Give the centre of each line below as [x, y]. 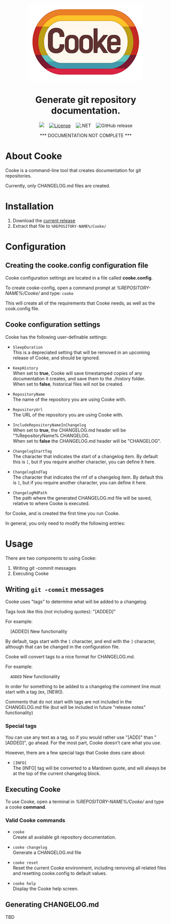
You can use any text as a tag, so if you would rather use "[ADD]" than [79, 737]
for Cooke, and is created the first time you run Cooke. [63, 513]
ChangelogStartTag [32, 451]
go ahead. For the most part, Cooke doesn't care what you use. [95, 743]
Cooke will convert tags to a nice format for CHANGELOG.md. [70, 657]
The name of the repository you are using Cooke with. [69, 399]
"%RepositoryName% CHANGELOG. [51, 435]
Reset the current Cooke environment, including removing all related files [89, 868]
